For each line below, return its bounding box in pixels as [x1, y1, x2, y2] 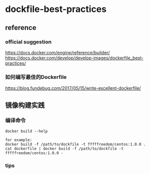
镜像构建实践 [5, 101, 45, 109]
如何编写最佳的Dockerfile [5, 73, 67, 80]
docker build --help [5, 129, 48, 134]
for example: [5, 137, 32, 143]
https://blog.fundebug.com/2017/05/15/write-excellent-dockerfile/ [5, 85, 141, 91]
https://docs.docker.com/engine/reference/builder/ [5, 49, 110, 55]
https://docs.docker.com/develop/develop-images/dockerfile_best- [5, 55, 144, 61]
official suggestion [5, 38, 52, 45]
